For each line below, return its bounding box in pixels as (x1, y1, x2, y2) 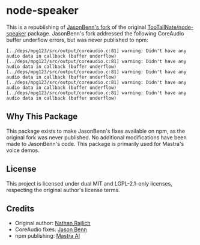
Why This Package (6, 112, 78, 122)
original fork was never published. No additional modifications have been (6, 133, 187, 141)
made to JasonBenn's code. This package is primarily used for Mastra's (6, 140, 184, 147)
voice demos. (6, 147, 40, 154)
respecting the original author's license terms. (6, 186, 120, 193)
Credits (6, 204, 35, 214)
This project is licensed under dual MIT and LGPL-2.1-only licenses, (6, 180, 172, 187)
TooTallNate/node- (147, 23, 194, 31)
